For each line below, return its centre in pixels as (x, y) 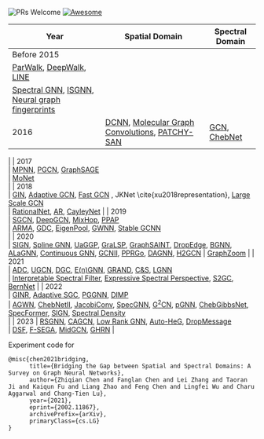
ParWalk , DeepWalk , (49, 67)
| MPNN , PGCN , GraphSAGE (54, 170)
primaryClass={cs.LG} (64, 421)
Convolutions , (130, 132)
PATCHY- (176, 132)
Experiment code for (41, 345)
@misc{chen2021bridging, (49, 359)
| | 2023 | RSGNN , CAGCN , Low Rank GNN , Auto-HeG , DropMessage (120, 321)
